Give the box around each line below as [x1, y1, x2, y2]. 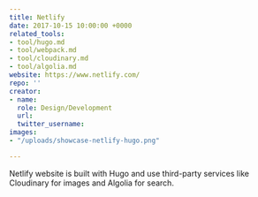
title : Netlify [9, 12, 65, 22]
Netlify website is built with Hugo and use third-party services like [9, 168, 250, 178]
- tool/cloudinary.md [9, 54, 89, 63]
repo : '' [9, 79, 42, 87]
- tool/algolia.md [9, 63, 77, 72]
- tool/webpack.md [9, 46, 77, 55]
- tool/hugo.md [9, 37, 65, 47]
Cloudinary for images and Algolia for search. [9, 178, 175, 188]
